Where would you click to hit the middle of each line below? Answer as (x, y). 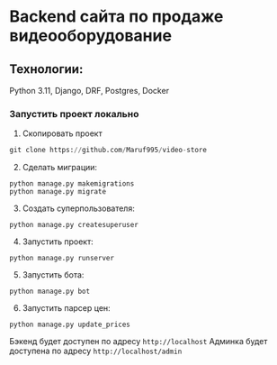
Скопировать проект (62, 133)
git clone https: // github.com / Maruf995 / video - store (108, 151)
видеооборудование (91, 36)
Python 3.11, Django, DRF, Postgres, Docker (89, 91)
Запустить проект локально (74, 114)
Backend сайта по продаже (116, 17)
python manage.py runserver (62, 259)
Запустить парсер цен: (66, 308)
